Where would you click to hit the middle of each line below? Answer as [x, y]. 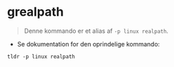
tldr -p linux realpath [41, 56]
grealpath [35, 12]
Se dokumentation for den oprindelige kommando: [88, 44]
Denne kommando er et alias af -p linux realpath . [96, 31]
